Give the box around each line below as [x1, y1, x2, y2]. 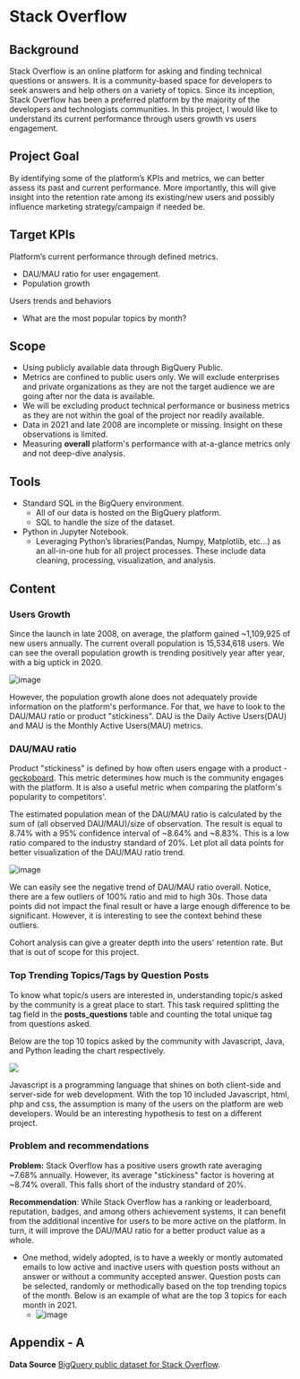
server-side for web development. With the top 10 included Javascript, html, [9, 1088, 289, 1099]
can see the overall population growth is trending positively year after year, [9, 647, 285, 658]
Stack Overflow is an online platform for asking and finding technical [9, 65, 262, 76]
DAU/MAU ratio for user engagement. [21, 268, 161, 279]
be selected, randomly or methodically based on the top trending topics [21, 1280, 287, 1291]
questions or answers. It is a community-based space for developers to [9, 75, 273, 86]
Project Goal [9, 149, 80, 164]
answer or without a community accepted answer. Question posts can [21, 1271, 281, 1281]
